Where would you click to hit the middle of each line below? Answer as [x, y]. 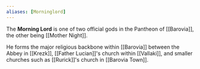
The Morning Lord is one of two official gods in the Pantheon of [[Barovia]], [100, 29]
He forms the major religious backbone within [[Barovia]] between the [93, 47]
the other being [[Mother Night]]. [47, 35]
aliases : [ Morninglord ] [36, 12]
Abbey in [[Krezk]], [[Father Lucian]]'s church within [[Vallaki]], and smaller [99, 53]
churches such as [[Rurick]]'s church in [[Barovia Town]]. [77, 59]
